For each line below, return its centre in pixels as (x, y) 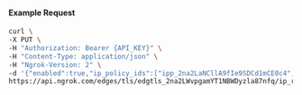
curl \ (21, 31)
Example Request (42, 13)
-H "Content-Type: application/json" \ (83, 56)
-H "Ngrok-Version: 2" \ (55, 65)
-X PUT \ (25, 40)
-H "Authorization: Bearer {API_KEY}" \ (86, 48)
